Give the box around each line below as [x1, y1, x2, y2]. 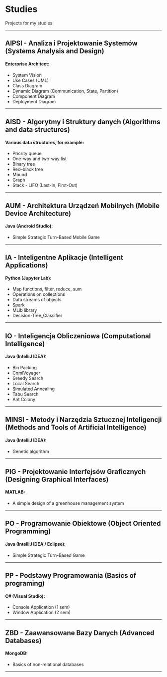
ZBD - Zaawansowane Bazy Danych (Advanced [5, 629, 155, 637]
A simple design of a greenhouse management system [12, 500, 124, 506]
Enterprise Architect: [5, 61, 50, 67]
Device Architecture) [5, 209, 71, 218]
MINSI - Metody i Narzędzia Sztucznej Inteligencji [5, 416, 162, 424]
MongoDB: [5, 650, 28, 657]
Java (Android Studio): [5, 223, 53, 229]
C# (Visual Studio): [5, 593, 46, 599]
